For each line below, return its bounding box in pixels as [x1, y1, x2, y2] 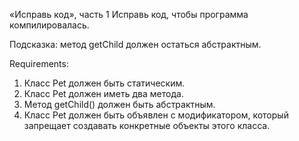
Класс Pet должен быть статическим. [23, 77, 186, 89]
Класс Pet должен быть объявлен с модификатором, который [23, 109, 289, 121]
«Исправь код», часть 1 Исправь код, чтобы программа [9, 9, 249, 20]
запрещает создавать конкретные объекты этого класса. [23, 120, 271, 131]
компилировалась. [9, 19, 90, 31]
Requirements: [9, 58, 69, 69]
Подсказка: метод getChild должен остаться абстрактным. [9, 39, 262, 50]
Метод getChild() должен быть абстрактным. [23, 99, 216, 110]
